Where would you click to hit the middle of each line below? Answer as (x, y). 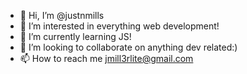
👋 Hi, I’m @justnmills (62, 15)
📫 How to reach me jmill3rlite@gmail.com (106, 58)
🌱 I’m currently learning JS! (75, 36)
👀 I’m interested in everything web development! (119, 26)
